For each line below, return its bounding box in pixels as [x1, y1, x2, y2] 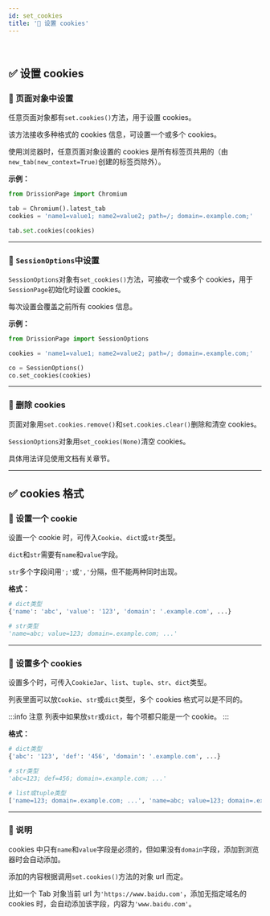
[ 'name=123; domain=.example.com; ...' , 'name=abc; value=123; [8, 796, 225, 805]
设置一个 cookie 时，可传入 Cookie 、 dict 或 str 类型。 [8, 533, 180, 543]
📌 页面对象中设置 [8, 93, 74, 104]
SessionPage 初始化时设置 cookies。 [8, 284, 126, 294]
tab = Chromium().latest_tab [8, 204, 106, 213]
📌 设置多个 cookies [8, 658, 83, 669]
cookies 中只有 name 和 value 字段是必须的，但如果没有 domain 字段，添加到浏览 [8, 844, 260, 854]
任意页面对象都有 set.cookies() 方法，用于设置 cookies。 [8, 113, 196, 122]
